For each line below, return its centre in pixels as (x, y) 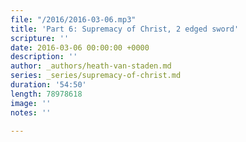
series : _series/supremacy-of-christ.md (96, 76)
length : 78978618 (46, 94)
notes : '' (31, 112)
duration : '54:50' (48, 85)
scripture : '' (40, 38)
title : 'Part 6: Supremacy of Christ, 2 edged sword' (125, 29)
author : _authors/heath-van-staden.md (91, 66)
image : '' (31, 103)
